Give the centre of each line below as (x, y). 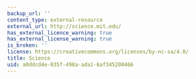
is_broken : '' (28, 45)
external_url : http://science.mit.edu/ (64, 26)
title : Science (29, 58)
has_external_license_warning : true (59, 39)
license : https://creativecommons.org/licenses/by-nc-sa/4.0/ (98, 52)
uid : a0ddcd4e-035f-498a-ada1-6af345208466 (70, 65)
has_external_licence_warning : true (59, 33)
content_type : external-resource (55, 20)
